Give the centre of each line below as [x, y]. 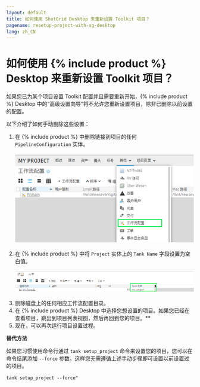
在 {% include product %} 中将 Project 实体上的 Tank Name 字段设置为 [100, 254]
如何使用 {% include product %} [86, 64]
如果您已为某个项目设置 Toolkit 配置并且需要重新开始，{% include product [97, 96]
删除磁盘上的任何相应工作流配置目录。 [62, 303]
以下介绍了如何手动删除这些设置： [48, 124]
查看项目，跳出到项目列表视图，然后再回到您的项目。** [82, 318]
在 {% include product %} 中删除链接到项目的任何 [76, 137]
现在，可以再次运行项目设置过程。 [57, 325]
